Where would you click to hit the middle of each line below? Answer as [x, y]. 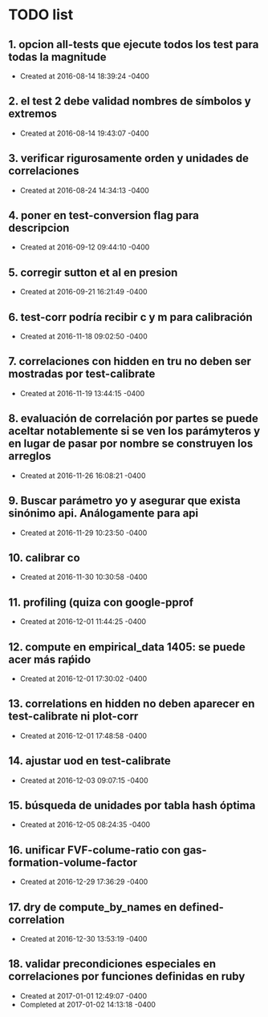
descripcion [39, 228]
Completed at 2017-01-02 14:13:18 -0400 [88, 1004]
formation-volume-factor [73, 863]
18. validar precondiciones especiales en [112, 964]
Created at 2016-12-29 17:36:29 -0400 [84, 882]
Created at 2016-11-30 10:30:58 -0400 [83, 577]
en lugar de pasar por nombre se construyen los [131, 444]
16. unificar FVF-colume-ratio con [95, 850]
